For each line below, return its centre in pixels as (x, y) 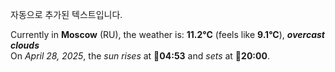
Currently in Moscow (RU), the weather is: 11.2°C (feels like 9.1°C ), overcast (167, 34)
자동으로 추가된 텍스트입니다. (66, 14)
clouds (25, 45)
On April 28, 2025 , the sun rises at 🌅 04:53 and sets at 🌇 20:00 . (140, 56)
